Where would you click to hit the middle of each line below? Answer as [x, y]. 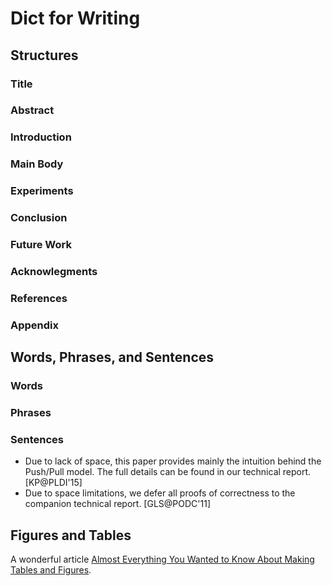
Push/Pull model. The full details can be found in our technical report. [168, 472]
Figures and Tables [71, 535]
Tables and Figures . [51, 570]
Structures [44, 55]
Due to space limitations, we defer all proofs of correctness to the [160, 493]
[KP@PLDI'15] [53, 483]
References [39, 298]
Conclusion [39, 218]
